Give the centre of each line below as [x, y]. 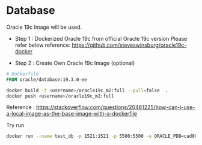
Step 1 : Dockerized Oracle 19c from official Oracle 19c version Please [101, 38]
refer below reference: [43, 45]
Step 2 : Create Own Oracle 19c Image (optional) [75, 63]
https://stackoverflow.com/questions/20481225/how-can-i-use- [115, 107]
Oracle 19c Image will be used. [44, 27]
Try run [15, 125]
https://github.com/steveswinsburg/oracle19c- [129, 45]
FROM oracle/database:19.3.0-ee [47, 79]
